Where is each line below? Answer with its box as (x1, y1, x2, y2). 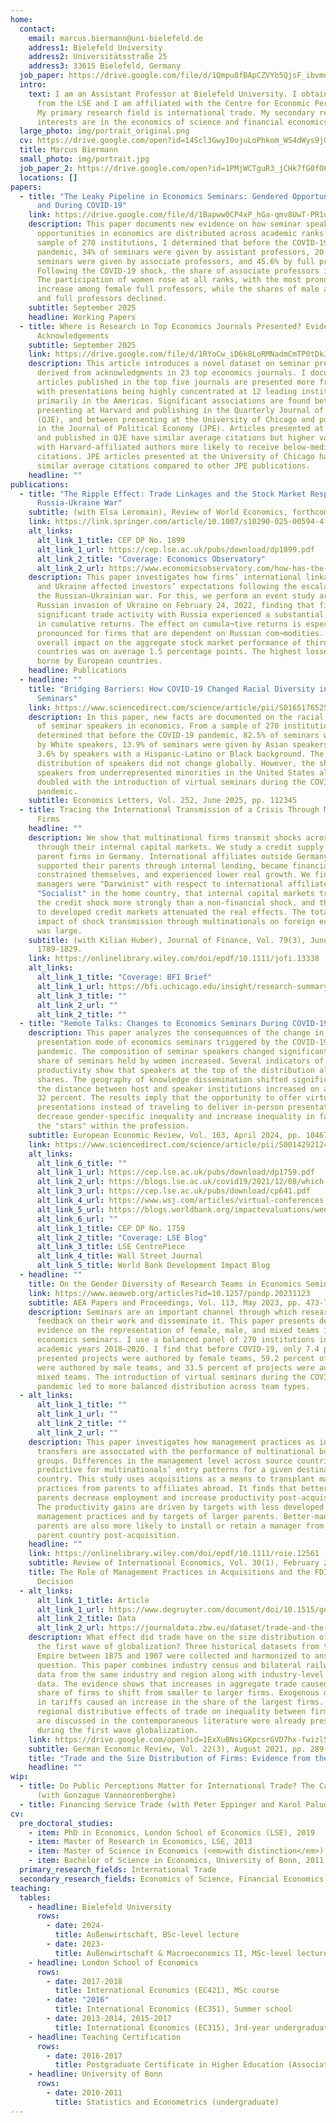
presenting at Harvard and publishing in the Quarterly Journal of (36, 405, 325, 415)
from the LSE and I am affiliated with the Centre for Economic (36, 98, 311, 108)
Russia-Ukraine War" (36, 498, 123, 508)
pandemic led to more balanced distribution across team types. (36, 1381, 311, 1391)
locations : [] (19, 172, 78, 183)
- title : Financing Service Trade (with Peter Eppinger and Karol (19, 1799, 302, 1810)
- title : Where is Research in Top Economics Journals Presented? (19, 321, 302, 331)
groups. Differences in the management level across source (36, 1456, 293, 1466)
